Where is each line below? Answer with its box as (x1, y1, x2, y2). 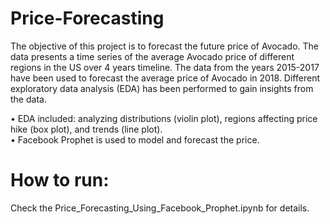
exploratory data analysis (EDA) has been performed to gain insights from (10, 82, 314, 94)
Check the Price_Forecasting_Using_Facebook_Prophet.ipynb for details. (10, 202, 310, 214)
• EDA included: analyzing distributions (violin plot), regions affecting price (10, 112, 318, 124)
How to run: (10, 169, 110, 192)
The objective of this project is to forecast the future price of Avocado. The (10, 40, 320, 52)
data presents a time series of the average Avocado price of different (10, 50, 295, 62)
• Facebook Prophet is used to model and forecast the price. (10, 133, 260, 146)
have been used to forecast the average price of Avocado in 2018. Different (10, 72, 320, 84)
